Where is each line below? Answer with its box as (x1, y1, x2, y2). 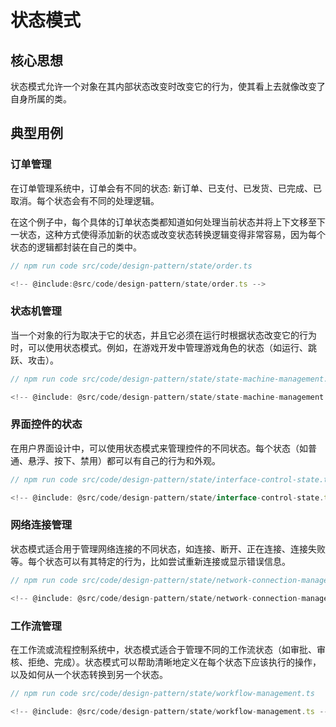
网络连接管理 (10, 518, 73, 532)
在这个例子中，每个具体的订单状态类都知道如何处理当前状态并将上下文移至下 (10, 216, 326, 228)
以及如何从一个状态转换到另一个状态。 (10, 668, 168, 680)
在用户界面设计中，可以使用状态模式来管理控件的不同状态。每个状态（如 (10, 442, 308, 454)
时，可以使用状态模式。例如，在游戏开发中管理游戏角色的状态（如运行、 (10, 341, 308, 353)
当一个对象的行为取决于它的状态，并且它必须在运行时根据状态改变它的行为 (10, 329, 317, 341)
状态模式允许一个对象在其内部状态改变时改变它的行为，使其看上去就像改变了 (10, 81, 326, 92)
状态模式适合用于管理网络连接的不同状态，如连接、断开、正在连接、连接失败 (10, 542, 326, 555)
